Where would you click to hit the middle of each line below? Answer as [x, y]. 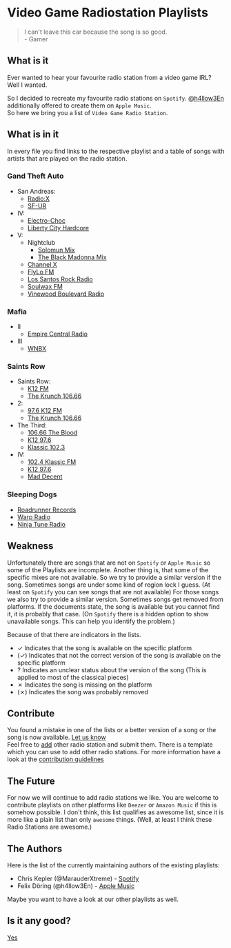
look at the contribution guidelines [56, 759]
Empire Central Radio [58, 334]
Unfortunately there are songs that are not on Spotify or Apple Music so [109, 563]
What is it [28, 61]
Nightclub [41, 242]
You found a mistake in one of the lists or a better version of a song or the [112, 730]
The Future [31, 781]
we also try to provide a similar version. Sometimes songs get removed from [115, 599]
